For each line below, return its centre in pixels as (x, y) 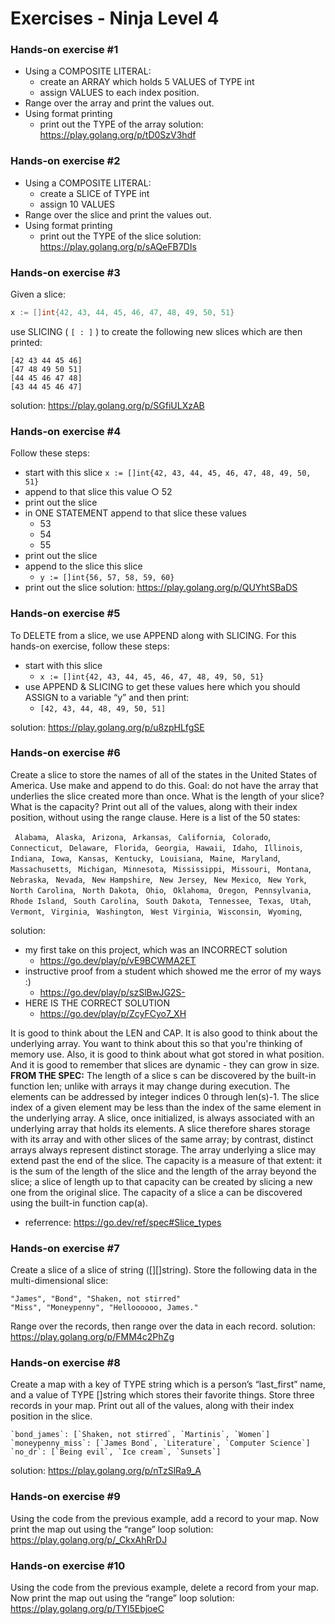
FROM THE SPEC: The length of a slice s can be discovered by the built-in (163, 1075)
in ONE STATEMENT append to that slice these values (135, 513)
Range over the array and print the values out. (119, 103)
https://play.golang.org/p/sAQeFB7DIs (118, 246)
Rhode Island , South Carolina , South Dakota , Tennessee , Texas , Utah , (161, 900)
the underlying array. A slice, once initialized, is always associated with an (162, 1118)
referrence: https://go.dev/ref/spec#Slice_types (123, 1222)
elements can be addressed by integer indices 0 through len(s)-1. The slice (165, 1096)
